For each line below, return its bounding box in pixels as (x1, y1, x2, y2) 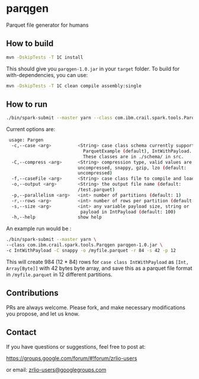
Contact (6, 327, 37, 337)
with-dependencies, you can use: (6, 71, 88, 78)
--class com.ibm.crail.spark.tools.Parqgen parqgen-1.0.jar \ (6, 242, 163, 248)
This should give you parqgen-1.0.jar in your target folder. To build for (6, 65, 179, 72)
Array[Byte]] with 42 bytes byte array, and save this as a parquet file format (6, 265, 192, 272)
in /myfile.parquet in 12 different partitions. (6, 270, 113, 278)
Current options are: (6, 126, 56, 133)
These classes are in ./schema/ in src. (82, 154, 184, 160)
